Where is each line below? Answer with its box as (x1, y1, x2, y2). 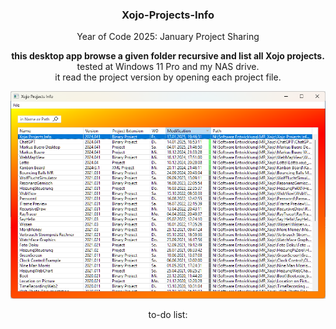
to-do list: (148, 308, 188, 320)
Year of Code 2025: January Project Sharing (76, 31, 260, 43)
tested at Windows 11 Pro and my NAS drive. (76, 61, 260, 73)
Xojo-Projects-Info (121, 8, 215, 22)
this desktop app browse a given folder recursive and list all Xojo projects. (11, 50, 325, 62)
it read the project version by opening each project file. (54, 71, 282, 83)
